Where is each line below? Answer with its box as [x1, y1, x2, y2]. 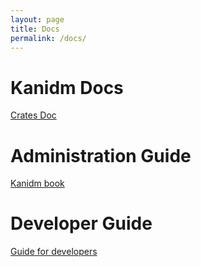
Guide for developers [10, 246, 98, 258]
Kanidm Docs [10, 76, 124, 99]
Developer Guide [10, 212, 153, 235]
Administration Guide [10, 144, 192, 167]
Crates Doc [10, 109, 57, 121]
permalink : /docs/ [10, 33, 87, 43]
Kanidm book [10, 177, 65, 190]
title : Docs [10, 24, 60, 34]
